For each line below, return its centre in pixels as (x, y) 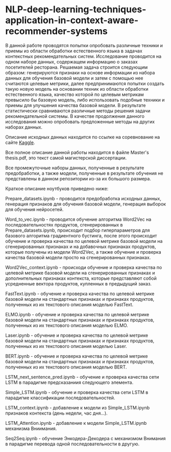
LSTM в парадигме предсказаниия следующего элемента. (69, 382)
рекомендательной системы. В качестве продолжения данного (75, 116)
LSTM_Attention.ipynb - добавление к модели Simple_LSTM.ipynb (76, 423)
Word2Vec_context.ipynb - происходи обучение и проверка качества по (84, 267)
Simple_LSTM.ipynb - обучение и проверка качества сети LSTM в (77, 392)
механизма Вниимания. (31, 428)
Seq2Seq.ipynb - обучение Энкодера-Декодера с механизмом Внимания (86, 438)
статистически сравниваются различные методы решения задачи (78, 111)
